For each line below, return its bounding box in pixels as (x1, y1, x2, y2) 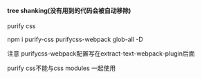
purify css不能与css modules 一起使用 (7, 64, 116, 72)
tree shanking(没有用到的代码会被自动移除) (7, 6, 131, 14)
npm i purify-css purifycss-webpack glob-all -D (7, 35, 143, 44)
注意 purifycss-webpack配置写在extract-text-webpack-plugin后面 (7, 49, 195, 58)
